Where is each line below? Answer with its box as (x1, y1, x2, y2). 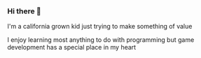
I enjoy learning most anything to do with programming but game (7, 36, 195, 44)
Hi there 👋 (7, 6, 42, 16)
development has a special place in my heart (7, 43, 137, 52)
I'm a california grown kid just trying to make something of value (7, 22, 193, 31)
